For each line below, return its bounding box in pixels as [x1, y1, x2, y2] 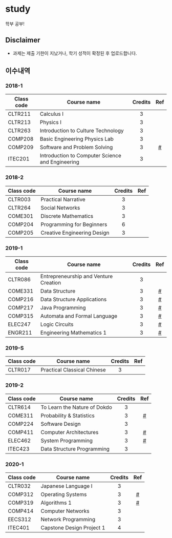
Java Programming [40, 304, 86, 312]
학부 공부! [5, 20, 25, 27]
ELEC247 [8, 321, 31, 328]
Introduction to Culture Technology [39, 127, 124, 134]
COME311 [8, 412, 34, 419]
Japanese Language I [40, 482, 93, 489]
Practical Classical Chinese [40, 366, 106, 374]
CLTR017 [8, 366, 31, 374]
